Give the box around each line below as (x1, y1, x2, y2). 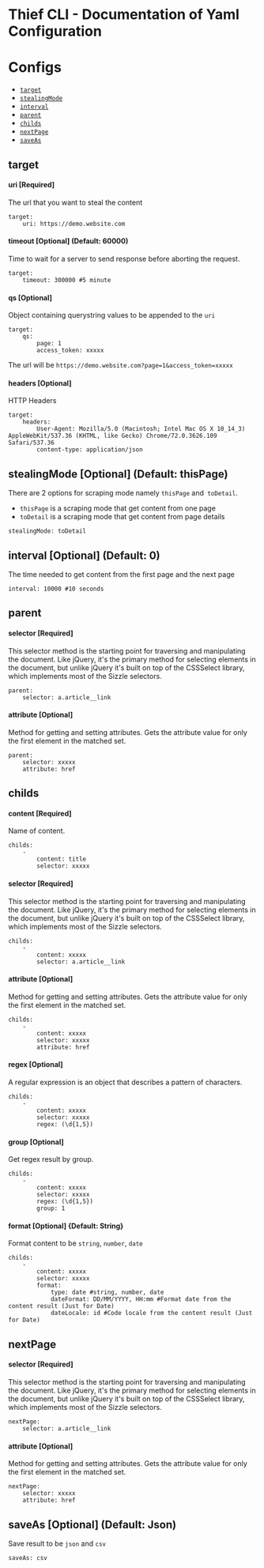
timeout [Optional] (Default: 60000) (8, 236, 129, 246)
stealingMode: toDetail (8, 527, 87, 535)
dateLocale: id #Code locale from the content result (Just (50, 1310, 253, 1317)
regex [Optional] (8, 1060, 63, 1069)
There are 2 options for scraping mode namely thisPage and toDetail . (8, 488, 239, 498)
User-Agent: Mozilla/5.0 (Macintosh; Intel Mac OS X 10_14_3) (36, 425, 246, 433)
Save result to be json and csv (8, 1539, 107, 1548)
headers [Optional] (8, 378, 72, 388)
